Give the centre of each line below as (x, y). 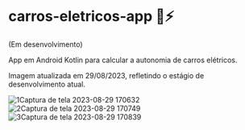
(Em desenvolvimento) (46, 44)
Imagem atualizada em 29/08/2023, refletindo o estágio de (106, 75)
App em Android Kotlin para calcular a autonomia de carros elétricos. (123, 60)
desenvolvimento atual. (47, 84)
